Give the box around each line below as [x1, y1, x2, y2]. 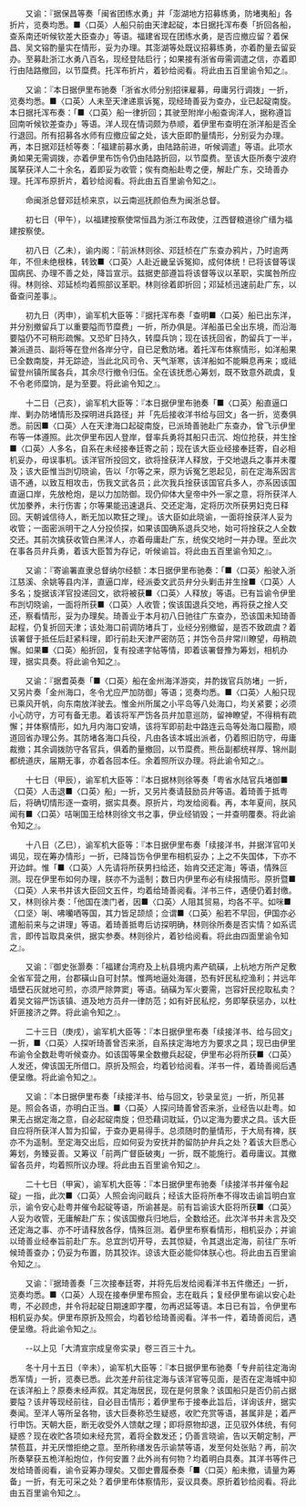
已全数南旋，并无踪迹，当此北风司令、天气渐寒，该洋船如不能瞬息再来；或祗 [9, 355, 297, 366]
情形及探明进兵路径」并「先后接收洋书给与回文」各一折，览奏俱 [56, 409, 297, 419]
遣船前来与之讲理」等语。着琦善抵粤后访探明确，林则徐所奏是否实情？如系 [9, 919, 289, 929]
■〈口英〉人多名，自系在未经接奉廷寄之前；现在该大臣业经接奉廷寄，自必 [9, 443, 289, 454]
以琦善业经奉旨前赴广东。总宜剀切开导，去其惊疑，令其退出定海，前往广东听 [9, 1235, 297, 1246]
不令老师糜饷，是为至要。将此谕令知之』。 [9, 378, 166, 389]
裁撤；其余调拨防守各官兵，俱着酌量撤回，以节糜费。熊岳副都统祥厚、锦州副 [9, 743, 297, 754]
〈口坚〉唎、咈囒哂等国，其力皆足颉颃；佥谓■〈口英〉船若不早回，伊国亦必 [9, 907, 296, 918]
